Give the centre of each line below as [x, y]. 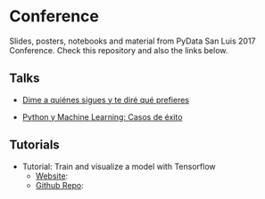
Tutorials [34, 145]
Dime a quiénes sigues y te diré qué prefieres [106, 99]
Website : [52, 176]
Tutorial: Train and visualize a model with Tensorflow [119, 166]
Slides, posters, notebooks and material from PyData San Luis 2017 [132, 41]
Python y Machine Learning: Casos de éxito [102, 116]
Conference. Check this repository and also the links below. [119, 50]
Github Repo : [60, 185]
